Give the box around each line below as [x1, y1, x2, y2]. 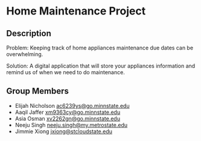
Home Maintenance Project [6, 4, 146, 18]
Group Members [6, 86, 69, 96]
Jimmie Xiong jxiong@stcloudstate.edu [14, 128, 113, 135]
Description [6, 28, 51, 39]
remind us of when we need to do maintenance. [6, 69, 125, 76]
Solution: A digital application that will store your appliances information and [6, 62, 196, 69]
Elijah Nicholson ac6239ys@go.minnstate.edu [14, 102, 130, 109]
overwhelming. [6, 51, 43, 58]
